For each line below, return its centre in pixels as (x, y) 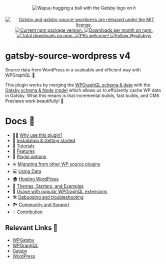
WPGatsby (23, 240)
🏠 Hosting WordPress (35, 179)
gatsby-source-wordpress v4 (68, 56)
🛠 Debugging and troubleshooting (48, 197)
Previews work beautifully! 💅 (34, 101)
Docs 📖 (20, 121)
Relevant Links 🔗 (31, 228)
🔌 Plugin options (29, 156)
